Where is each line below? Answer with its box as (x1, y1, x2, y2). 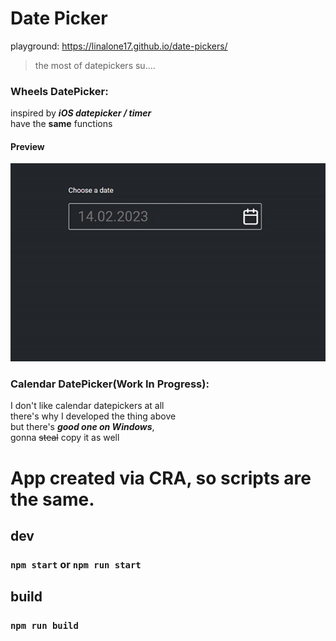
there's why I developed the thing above (10, 410, 177, 422)
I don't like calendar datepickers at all (10, 400, 165, 412)
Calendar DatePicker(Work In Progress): (10, 377, 210, 391)
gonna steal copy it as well (10, 432, 120, 444)
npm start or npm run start (10, 557, 142, 571)
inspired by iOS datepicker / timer (10, 107, 152, 119)
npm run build (10, 620, 79, 632)
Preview (10, 140, 45, 152)
